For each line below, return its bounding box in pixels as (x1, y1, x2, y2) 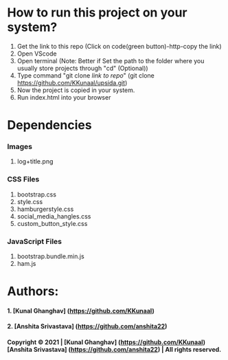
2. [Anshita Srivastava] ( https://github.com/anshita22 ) (7, 322, 168, 330)
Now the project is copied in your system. (16, 86, 135, 94)
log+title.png (16, 157, 54, 166)
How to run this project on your (7, 5, 187, 21)
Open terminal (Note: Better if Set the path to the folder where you (16, 56, 205, 65)
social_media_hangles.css (16, 212, 91, 221)
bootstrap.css (16, 190, 57, 199)
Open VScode (16, 49, 57, 58)
